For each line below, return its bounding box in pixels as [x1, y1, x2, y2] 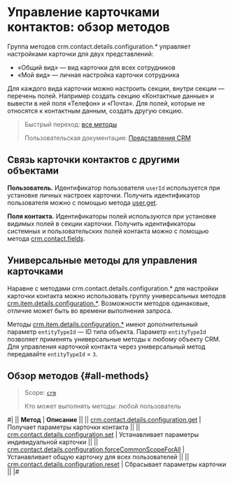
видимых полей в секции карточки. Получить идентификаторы [7, 219, 196, 227]
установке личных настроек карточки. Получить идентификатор [7, 190, 201, 199]
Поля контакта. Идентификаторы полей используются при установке [7, 211, 217, 220]
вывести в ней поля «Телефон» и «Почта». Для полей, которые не [7, 99, 205, 107]
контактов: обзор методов [7, 19, 170, 35]
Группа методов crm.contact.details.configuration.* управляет [7, 42, 191, 50]
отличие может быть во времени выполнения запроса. [7, 306, 173, 315]
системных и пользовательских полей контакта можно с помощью [7, 227, 209, 235]
